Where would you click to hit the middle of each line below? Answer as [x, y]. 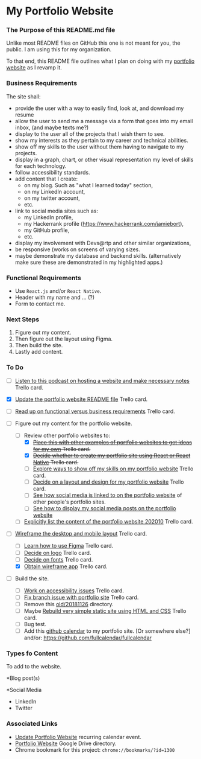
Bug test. [35, 624]
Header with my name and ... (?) [55, 298]
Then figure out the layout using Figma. [64, 339]
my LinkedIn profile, [48, 217]
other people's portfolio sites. [70, 502]
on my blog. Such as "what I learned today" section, [88, 185]
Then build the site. [39, 345]
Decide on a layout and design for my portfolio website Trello [108, 482]
